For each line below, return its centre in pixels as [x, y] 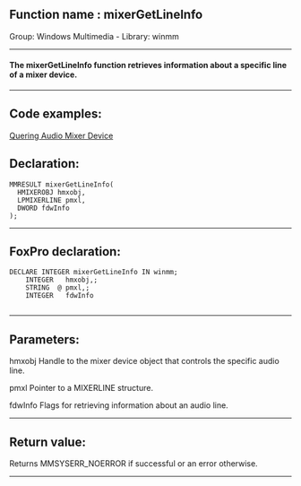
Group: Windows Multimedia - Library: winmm [94, 36]
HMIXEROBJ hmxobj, [52, 192]
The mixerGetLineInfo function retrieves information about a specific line [148, 65]
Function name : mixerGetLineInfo [106, 15]
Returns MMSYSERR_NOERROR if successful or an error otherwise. [133, 464]
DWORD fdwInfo [43, 208]
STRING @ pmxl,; [58, 288]
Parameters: [44, 339]
